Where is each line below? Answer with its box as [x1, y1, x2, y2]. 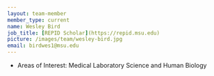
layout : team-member [7, 10, 67, 17]
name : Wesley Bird [7, 23, 60, 30]
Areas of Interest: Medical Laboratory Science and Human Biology [17, 61, 207, 69]
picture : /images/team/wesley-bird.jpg [7, 36, 123, 43]
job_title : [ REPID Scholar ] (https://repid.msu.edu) [7, 29, 160, 37]
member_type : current [7, 17, 70, 23]
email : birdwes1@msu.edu [7, 42, 79, 49]
